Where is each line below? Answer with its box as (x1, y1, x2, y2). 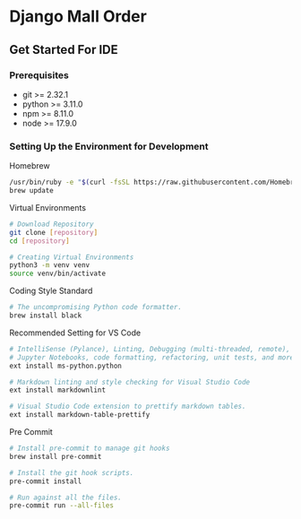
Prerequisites (9, 69, 69, 82)
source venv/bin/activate (9, 269, 106, 279)
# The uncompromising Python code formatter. (9, 303, 182, 312)
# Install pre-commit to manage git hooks (9, 444, 170, 454)
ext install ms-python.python (9, 361, 123, 370)
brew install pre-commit (9, 452, 102, 461)
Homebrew (9, 160, 51, 171)
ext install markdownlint (9, 385, 106, 395)
